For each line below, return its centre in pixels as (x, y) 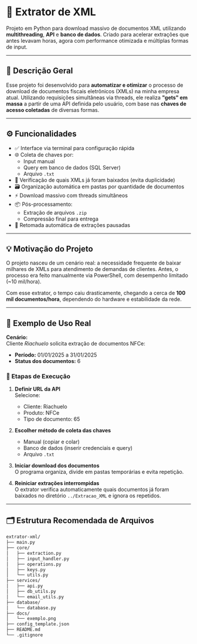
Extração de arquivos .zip (55, 212)
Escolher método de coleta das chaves (63, 431)
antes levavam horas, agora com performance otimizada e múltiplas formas (97, 40)
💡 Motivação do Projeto (50, 249)
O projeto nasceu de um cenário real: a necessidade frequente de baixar (94, 263)
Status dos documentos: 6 (47, 361)
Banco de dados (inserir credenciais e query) (78, 448)
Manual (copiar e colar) (52, 442)
